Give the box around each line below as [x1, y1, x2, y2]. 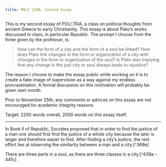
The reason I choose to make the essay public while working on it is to [5, 71, 148, 77]
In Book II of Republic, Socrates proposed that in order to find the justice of [5, 125, 158, 131]
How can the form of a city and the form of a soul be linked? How [17, 46, 151, 52]
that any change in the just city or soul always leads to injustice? [17, 62, 148, 68]
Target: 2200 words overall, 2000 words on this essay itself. [5, 112, 127, 118]
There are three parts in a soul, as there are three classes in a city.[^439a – [5, 151, 157, 157]
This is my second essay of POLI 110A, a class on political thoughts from [5, 21, 152, 27]
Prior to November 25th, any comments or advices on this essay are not [5, 97, 152, 103]
